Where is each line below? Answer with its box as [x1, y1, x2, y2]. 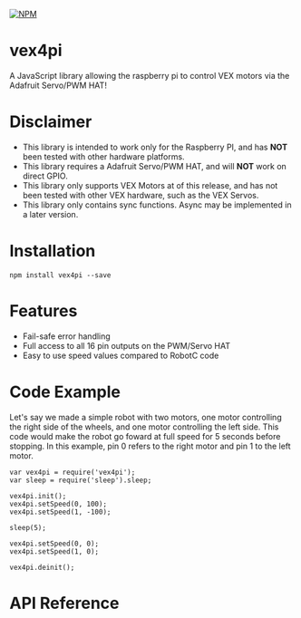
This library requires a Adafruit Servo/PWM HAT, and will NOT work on [22, 160, 287, 171]
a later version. [22, 208, 79, 219]
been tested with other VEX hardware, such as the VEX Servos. [22, 189, 259, 200]
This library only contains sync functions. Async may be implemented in [22, 199, 292, 210]
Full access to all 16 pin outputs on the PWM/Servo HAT [22, 340, 231, 351]
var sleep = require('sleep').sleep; [9, 476, 152, 485]
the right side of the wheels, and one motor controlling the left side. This [9, 421, 279, 432]
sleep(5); [9, 523, 47, 532]
